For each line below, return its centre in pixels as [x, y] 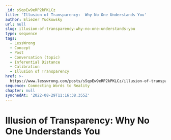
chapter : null [20, 90]
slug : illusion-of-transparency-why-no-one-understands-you [70, 29]
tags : [11, 39]
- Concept [20, 48]
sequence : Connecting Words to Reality [48, 86]
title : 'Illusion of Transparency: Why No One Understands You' [76, 15]
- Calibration [25, 67]
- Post [17, 52]
